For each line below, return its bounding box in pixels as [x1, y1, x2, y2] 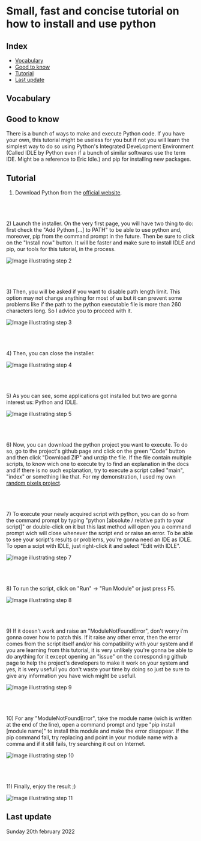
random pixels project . [6, 480, 62, 487]
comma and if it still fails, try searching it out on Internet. [6, 740, 146, 748]
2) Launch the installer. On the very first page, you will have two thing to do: [6, 220, 194, 227]
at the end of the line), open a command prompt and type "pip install [6, 721, 176, 728]
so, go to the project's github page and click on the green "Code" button [6, 447, 185, 455]
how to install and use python [6, 17, 156, 31]
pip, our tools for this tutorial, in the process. [6, 246, 116, 253]
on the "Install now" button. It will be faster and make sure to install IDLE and [6, 239, 196, 246]
